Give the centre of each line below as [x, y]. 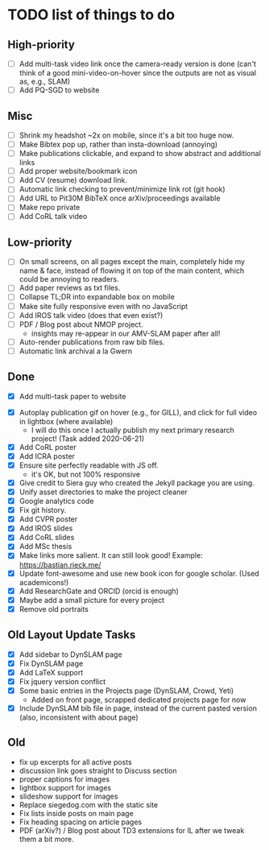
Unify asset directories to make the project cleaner [103, 492]
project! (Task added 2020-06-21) [88, 438]
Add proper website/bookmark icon [78, 171]
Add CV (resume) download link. [73, 180]
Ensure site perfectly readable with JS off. [89, 465]
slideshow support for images [68, 796]
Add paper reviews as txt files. [70, 288]
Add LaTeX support [51, 672]
